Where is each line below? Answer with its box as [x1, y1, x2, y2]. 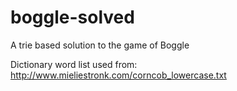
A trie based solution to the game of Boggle [10, 39, 190, 51]
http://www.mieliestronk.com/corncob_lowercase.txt [10, 69, 227, 81]
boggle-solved [10, 6, 135, 29]
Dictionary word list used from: [10, 58, 138, 70]
